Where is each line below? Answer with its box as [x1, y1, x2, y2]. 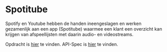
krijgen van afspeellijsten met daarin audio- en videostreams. [5, 31, 134, 37]
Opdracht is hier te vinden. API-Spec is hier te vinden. [5, 41, 118, 47]
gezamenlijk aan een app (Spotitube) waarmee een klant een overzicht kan [5, 25, 162, 32]
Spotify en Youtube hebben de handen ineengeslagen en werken [5, 20, 142, 27]
